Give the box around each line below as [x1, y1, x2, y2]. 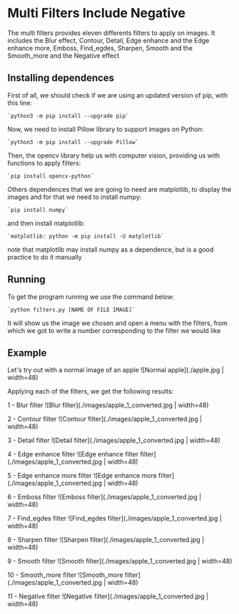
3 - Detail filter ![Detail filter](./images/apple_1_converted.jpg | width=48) [7, 436, 221, 445]
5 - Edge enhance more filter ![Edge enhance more [7, 471, 157, 480]
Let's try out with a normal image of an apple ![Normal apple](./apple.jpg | [7, 366, 225, 374]
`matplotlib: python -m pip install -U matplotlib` [7, 232, 164, 240]
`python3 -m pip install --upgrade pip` [7, 112, 130, 119]
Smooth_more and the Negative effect [7, 51, 120, 60]
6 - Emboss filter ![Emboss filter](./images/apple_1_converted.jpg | [7, 493, 202, 501]
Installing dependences [7, 72, 115, 84]
